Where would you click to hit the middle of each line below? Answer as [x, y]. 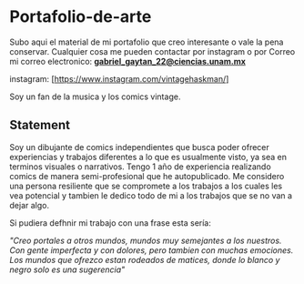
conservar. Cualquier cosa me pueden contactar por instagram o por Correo [152, 51]
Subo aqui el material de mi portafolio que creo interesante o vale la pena [147, 42]
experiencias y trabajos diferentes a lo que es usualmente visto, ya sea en [148, 157]
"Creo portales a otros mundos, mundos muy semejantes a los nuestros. [146, 240]
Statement [40, 125]
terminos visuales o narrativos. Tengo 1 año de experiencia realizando [140, 167]
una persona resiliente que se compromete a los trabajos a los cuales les [146, 186]
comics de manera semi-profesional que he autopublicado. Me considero [147, 176]
